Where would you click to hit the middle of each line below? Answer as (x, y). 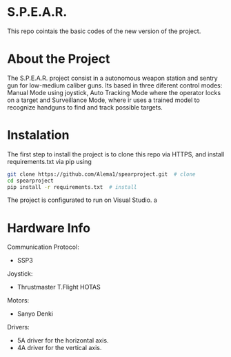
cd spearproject (30, 181)
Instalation (38, 135)
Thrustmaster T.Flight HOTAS (59, 287)
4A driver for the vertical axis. (59, 348)
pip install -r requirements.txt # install (72, 187)
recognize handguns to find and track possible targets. (85, 107)
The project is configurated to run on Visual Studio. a (82, 200)
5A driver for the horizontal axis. (63, 340)
